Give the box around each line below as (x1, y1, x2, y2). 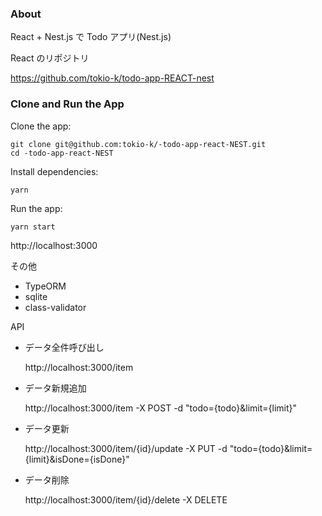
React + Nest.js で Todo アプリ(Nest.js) (10, 31, 172, 43)
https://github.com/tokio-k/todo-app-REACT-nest (10, 72, 215, 84)
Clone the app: (10, 120, 72, 132)
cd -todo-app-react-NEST (10, 148, 114, 158)
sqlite (24, 290, 48, 302)
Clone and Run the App (10, 97, 125, 111)
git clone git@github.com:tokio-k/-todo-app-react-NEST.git (10, 139, 267, 149)
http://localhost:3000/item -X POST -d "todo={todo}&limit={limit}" (24, 402, 298, 414)
